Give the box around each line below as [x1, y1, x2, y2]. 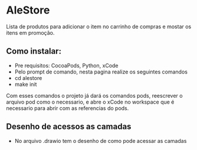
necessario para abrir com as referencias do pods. [6, 104, 129, 112]
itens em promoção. [6, 29, 55, 36]
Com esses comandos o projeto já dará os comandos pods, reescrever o [6, 92, 183, 99]
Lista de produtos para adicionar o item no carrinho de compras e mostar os [6, 23, 192, 30]
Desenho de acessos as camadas [6, 122, 132, 132]
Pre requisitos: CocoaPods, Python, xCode [14, 62, 119, 69]
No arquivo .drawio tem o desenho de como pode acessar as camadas [14, 137, 187, 144]
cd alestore [14, 74, 42, 81]
